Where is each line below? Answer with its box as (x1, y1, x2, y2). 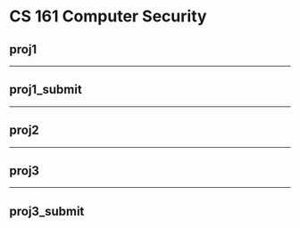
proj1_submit (9, 82, 82, 97)
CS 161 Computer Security (9, 6, 207, 27)
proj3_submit (9, 203, 85, 219)
